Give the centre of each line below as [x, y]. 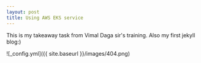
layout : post [23, 12]
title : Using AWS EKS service [45, 18]
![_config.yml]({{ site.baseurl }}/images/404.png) [68, 53]
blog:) [14, 42]
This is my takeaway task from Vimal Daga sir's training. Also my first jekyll [101, 35]
